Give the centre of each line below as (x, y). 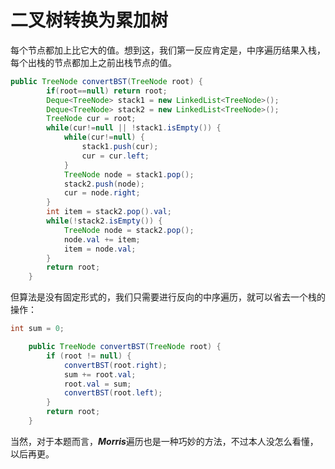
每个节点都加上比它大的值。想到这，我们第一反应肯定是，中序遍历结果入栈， (168, 50)
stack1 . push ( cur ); (120, 147)
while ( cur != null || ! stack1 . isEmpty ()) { (134, 128)
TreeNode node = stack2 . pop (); (129, 230)
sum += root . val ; (100, 374)
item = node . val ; (100, 249)
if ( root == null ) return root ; (107, 91)
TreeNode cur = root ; (91, 119)
